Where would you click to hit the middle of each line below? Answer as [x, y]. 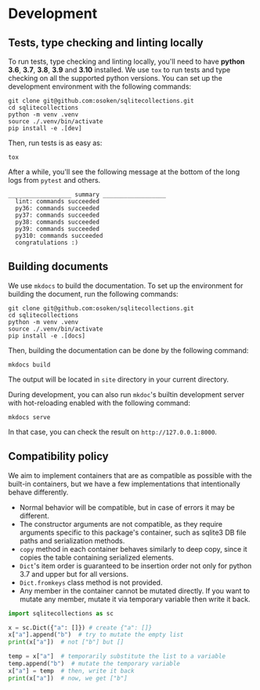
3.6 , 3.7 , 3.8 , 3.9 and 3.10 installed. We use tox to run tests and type [119, 70]
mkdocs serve [29, 417]
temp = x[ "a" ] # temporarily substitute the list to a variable [117, 656]
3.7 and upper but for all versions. [74, 574]
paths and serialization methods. [72, 540]
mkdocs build [29, 365]
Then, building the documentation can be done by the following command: [128, 350]
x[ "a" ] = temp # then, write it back [71, 671]
